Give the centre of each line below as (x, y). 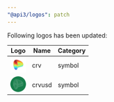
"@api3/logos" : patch (39, 15)
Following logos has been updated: (57, 35)
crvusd (42, 85)
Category (72, 51)
